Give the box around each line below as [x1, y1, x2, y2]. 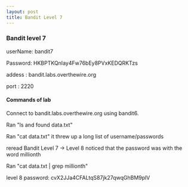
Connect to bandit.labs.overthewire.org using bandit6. [6, 110, 139, 117]
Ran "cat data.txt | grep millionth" [6, 162, 88, 170]
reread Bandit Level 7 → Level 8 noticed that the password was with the [6, 144, 183, 152]
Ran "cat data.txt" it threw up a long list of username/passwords [6, 133, 164, 140]
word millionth [6, 151, 41, 158]
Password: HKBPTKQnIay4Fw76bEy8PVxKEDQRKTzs [6, 59, 138, 67]
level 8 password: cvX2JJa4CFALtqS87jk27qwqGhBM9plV [6, 174, 150, 181]
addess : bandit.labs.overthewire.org [6, 71, 97, 78]
